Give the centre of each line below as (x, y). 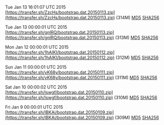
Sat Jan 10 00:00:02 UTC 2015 (36, 87)
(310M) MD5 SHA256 (136, 97)
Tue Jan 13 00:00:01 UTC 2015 (36, 27)
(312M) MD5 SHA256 (137, 58)
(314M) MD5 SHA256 (138, 17)
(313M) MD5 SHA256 (137, 37)
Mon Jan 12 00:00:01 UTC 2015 (37, 47)
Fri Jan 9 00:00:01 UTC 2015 (34, 107)
